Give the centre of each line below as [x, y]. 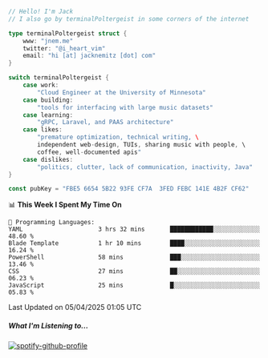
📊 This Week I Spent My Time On [65, 205]
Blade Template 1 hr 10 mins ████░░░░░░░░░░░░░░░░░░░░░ [134, 243]
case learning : [48, 115]
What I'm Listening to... [49, 325]
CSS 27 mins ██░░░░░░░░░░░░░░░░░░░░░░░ [134, 272]
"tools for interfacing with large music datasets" [126, 107]
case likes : [43, 130]
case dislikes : [48, 159]
